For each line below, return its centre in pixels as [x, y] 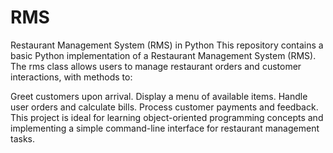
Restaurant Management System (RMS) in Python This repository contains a [167, 45]
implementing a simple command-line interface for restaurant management [165, 128]
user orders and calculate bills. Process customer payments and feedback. [164, 107]
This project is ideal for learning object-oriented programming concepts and [167, 117]
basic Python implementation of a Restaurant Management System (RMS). [163, 55]
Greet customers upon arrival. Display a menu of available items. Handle [159, 96]
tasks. [23, 138]
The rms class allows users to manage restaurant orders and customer [156, 66]
